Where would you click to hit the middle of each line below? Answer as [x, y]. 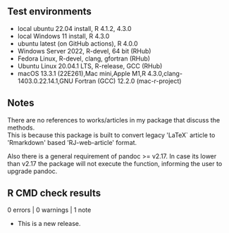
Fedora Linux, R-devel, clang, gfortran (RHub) [83, 58]
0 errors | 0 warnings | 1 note [49, 210]
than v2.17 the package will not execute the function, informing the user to [115, 163]
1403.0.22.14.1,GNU [45, 81]
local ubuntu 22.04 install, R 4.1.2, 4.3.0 [74, 28]
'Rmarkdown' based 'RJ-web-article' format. [72, 142]
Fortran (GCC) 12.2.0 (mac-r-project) [128, 81]
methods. [21, 127]
